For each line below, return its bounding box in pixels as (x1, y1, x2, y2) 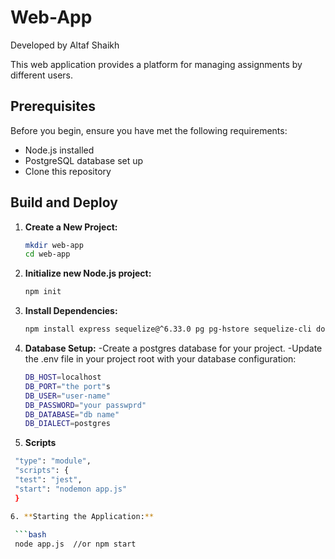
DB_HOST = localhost (24, 372, 102, 383)
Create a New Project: (24, 221, 118, 233)
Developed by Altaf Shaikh (10, 39, 120, 51)
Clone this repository (24, 165, 112, 177)
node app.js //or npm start (14, 539, 137, 550)
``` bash (14, 530, 47, 540)
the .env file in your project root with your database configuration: (24, 353, 297, 365)
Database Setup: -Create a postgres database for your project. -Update (24, 342, 323, 355)
